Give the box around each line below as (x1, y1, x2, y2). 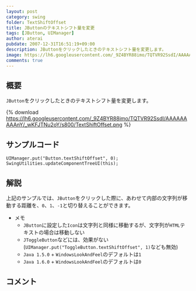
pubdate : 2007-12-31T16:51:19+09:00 (6, 41, 95, 47)
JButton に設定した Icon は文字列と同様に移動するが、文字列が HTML (23, 221, 180, 228)
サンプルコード (6, 140, 60, 150)
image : (6, 52, 22, 58)
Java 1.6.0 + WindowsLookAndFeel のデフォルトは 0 (23, 258, 142, 265)
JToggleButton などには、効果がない (23, 236, 109, 243)
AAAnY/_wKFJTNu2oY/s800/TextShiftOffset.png (6, 121, 123, 129)
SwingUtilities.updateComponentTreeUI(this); (6, 161, 118, 167)
